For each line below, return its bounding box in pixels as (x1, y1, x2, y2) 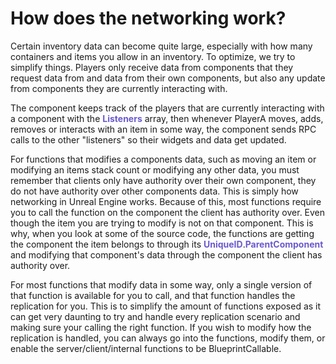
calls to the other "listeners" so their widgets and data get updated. (10, 133, 287, 146)
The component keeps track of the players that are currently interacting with (10, 102, 325, 114)
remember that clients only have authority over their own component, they (10, 174, 317, 186)
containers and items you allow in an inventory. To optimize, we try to (10, 50, 296, 62)
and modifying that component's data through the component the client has (10, 248, 323, 261)
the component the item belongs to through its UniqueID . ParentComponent (10, 238, 324, 250)
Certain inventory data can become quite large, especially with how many (10, 40, 313, 52)
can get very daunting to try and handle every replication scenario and (10, 310, 301, 322)
